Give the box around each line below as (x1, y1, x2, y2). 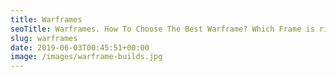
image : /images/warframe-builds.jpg (10, 52, 163, 62)
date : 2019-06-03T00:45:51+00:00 (10, 42, 150, 53)
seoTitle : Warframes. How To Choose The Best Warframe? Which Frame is (10, 24, 315, 34)
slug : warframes (10, 33, 78, 43)
